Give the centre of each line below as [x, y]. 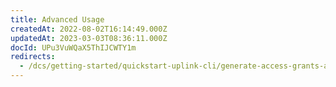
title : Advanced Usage [57, 19]
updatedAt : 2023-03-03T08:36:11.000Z [89, 38]
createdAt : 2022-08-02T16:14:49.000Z [89, 29]
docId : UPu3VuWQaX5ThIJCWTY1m [73, 47]
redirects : [33, 57]
